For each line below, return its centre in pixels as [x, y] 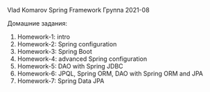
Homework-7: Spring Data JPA [61, 81]
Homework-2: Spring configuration [67, 44]
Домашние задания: [37, 23]
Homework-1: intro [44, 37]
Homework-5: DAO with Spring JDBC [70, 66]
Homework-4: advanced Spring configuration [82, 59]
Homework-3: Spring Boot [54, 52]
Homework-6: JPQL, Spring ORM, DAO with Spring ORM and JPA [110, 73]
